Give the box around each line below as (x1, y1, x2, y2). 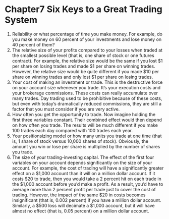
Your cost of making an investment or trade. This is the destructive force (12, 79, 163, 85)
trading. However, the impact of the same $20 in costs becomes (12, 192, 146, 198)
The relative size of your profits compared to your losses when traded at (12, 47, 162, 53)
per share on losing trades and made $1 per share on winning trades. (12, 63, 155, 69)
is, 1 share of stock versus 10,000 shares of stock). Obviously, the (12, 138, 149, 144)
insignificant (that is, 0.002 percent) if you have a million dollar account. (12, 197, 161, 203)
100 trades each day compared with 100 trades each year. (12, 127, 133, 133)
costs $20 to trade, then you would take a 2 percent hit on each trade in (12, 176, 162, 182)
